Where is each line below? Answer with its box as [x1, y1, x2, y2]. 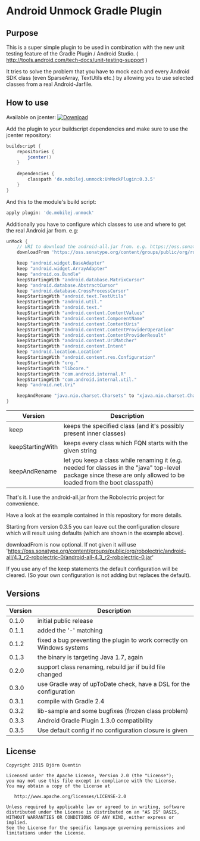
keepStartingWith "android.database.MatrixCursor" [17, 277, 145, 283]
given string [63, 446, 97, 455]
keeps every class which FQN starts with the [63, 439, 188, 448]
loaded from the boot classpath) [63, 479, 154, 487]
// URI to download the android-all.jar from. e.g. [17, 244, 148, 250]
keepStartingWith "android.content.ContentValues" [17, 310, 145, 316]
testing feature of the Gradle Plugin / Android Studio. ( [6, 50, 139, 57]
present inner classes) [63, 429, 126, 437]
